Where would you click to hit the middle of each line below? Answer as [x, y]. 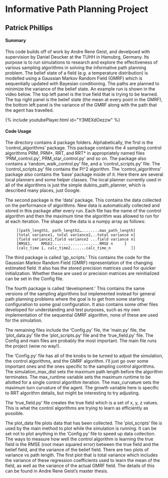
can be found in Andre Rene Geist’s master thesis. [57, 471]
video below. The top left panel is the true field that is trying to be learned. [81, 94]
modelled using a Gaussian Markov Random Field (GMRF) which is [74, 78]
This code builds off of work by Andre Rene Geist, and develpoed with [78, 52]
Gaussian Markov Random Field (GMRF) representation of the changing [79, 263]
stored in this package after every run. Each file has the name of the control [83, 210]
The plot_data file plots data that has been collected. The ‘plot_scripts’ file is [84, 423]
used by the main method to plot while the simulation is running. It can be [81, 428]
